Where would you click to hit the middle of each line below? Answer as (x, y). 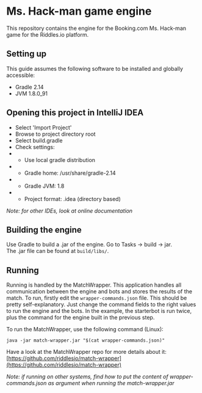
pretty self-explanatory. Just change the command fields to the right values (101, 304)
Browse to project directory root (55, 134)
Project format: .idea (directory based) (72, 199)
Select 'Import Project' (43, 127)
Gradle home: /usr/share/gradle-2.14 (70, 173)
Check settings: (35, 147)
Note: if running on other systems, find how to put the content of (88, 376)
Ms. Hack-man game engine (79, 11)
